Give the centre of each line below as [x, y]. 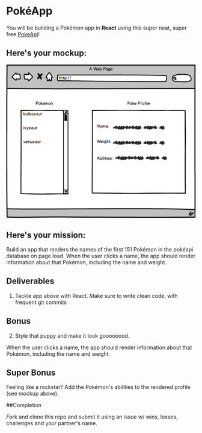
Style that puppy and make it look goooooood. [72, 335]
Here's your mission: [46, 235]
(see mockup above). [32, 394]
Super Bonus [31, 372]
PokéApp [29, 11]
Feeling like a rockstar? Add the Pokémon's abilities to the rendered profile [98, 387]
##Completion [24, 405]
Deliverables [30, 281]
